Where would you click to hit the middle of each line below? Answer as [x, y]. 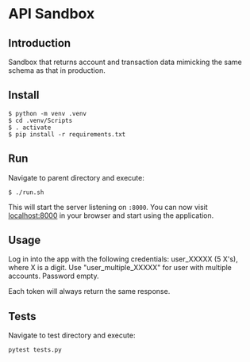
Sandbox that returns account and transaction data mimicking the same [125, 62]
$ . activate [30, 128]
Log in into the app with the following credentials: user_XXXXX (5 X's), [123, 259]
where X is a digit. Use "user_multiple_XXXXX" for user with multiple [120, 268]
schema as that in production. [57, 70]
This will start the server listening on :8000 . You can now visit [108, 207]
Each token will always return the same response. [89, 292]
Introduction [40, 43]
